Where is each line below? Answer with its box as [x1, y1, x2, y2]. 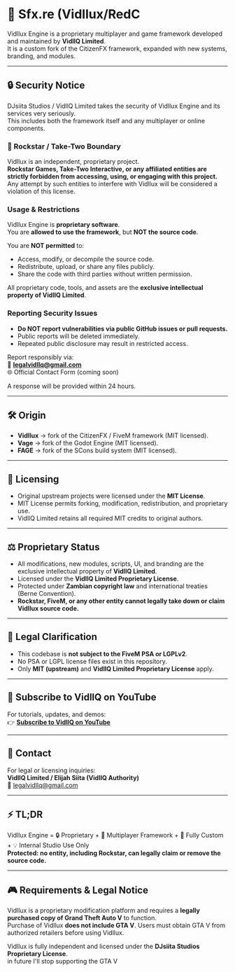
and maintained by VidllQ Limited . [7, 36, 106, 45]
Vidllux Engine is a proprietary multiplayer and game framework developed [7, 29, 222, 38]
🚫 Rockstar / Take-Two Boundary [7, 141, 121, 151]
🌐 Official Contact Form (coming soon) [7, 368, 119, 376]
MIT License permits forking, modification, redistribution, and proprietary [17, 499, 228, 508]
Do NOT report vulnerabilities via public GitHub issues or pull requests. [17, 324, 228, 333]
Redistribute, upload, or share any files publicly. [17, 263, 155, 271]
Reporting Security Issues [7, 308, 98, 318]
